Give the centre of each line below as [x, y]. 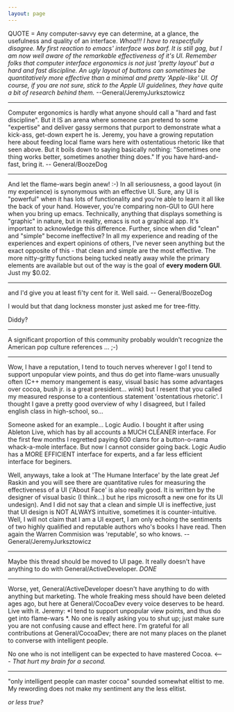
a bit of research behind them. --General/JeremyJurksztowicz [97, 92]
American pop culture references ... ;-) [63, 347]
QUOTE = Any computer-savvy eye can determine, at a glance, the [103, 33]
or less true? [26, 702]
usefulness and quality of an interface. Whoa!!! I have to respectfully [106, 41]
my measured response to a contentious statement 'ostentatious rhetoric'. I [115, 396]
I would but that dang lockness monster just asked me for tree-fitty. [104, 306]
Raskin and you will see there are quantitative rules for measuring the [107, 482]
